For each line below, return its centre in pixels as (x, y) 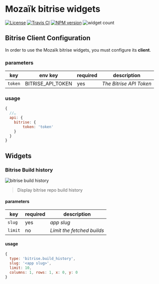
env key (49, 76)
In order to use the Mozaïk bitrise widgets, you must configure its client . (78, 50)
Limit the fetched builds (77, 230)
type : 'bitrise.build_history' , (43, 259)
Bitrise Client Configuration (48, 38)
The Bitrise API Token (127, 84)
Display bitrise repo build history (50, 190)
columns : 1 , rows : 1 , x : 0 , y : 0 (44, 272)
